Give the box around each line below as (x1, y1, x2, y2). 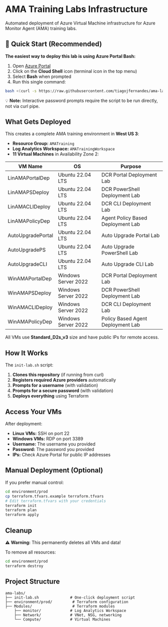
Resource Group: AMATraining (12, 140, 74, 146)
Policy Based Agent (101, 315, 147, 322)
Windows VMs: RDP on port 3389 (12, 436, 83, 442)
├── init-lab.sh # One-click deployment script (5, 595, 135, 600)
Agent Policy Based (101, 214, 147, 221)
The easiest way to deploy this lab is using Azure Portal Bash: (5, 53, 136, 59)
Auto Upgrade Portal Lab (101, 232, 160, 239)
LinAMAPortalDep (7, 174, 50, 181)
